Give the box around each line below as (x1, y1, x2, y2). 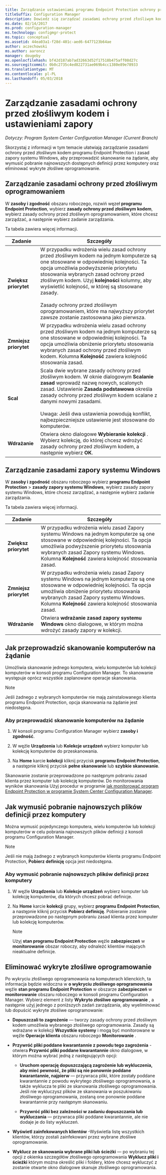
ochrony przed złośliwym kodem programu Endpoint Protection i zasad (5, 149, 150, 156)
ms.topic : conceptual (5, 35, 50, 40)
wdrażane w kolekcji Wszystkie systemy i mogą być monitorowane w (12, 1027, 155, 1033)
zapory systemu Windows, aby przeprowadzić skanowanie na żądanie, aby (5, 155, 159, 161)
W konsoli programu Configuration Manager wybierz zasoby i (12, 728, 138, 734)
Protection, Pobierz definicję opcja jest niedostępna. (5, 858, 113, 865)
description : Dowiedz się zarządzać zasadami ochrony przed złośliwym (5, 16, 154, 21)
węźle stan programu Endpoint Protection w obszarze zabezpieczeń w (5, 986, 152, 992)
